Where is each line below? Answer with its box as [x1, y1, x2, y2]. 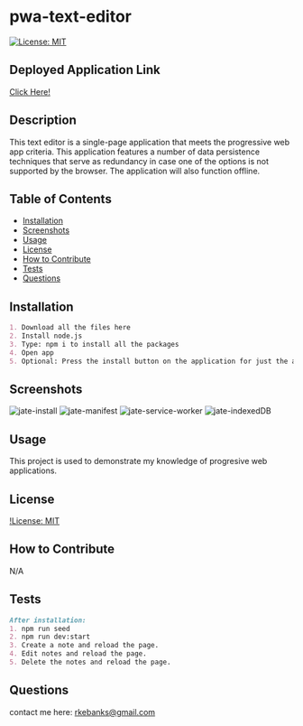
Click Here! [9, 86, 51, 97]
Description [9, 113, 77, 128]
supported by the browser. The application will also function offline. [9, 165, 261, 176]
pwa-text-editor [9, 6, 133, 27]
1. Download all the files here [9, 323, 131, 332]
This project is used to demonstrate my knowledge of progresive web [9, 456, 268, 467]
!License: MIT [9, 516, 60, 526]
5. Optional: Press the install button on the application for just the [9, 357, 289, 366]
